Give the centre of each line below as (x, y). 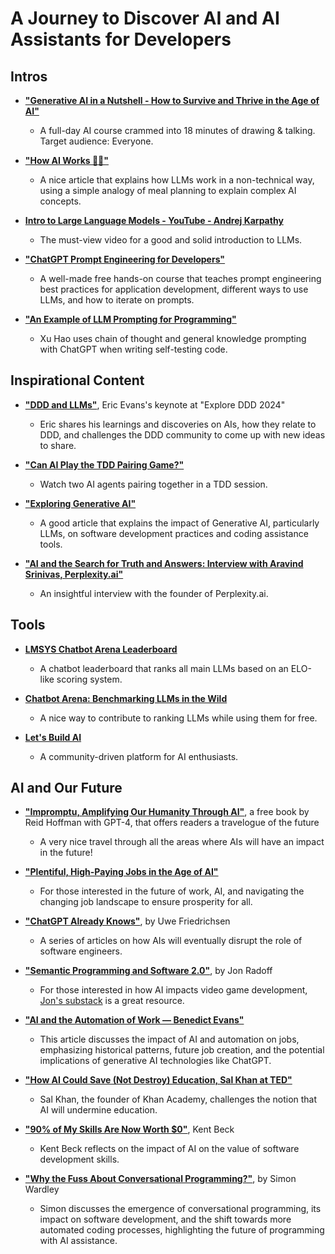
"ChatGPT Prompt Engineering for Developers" (125, 259)
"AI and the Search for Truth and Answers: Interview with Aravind (164, 563)
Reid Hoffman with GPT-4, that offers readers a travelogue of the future (172, 823)
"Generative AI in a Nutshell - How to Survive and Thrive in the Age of (172, 100)
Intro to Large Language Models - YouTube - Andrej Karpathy (154, 220)
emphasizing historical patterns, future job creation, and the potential (182, 1050)
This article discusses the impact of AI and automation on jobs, (169, 1039)
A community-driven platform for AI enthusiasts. (139, 756)
